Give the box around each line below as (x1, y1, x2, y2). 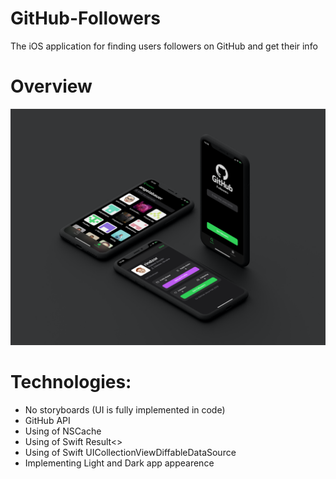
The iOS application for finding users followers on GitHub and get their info (10, 40, 318, 52)
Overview (10, 75, 93, 98)
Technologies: (10, 371, 132, 394)
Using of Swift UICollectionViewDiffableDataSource (24, 446, 237, 458)
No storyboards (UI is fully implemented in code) (24, 403, 226, 416)
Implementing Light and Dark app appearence (24, 457, 215, 469)
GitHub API (24, 414, 71, 426)
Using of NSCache (24, 425, 102, 437)
